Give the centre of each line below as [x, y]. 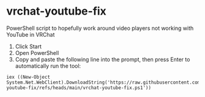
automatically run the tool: [48, 66]
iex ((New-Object [28, 77]
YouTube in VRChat [31, 34]
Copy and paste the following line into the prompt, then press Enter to [103, 59]
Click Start [28, 46]
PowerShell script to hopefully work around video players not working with [100, 28]
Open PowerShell [37, 52]
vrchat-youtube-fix [56, 11]
